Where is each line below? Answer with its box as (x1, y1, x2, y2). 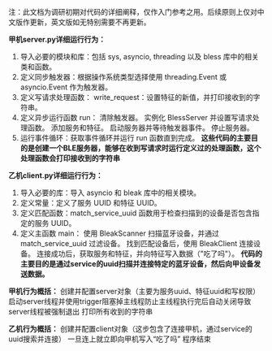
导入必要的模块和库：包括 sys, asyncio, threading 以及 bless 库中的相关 (19, 52, 260, 61)
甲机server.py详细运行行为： (8, 35, 106, 44)
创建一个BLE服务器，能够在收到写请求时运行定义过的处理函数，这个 (34, 143, 261, 153)
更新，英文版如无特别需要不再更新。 (29, 17, 151, 27)
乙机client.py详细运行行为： (8, 171, 103, 180)
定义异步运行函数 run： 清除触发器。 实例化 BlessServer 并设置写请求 (19, 113, 253, 122)
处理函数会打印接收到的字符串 (19, 154, 120, 162)
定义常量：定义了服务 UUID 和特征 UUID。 (19, 198, 162, 207)
